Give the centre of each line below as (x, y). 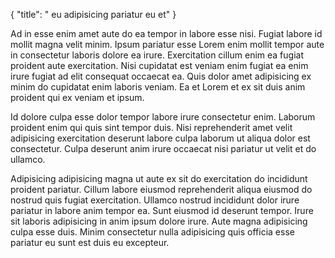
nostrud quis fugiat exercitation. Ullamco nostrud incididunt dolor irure (155, 200)
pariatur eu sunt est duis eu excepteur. (90, 242)
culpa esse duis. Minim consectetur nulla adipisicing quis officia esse (152, 232)
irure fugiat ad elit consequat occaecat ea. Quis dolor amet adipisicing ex (161, 76)
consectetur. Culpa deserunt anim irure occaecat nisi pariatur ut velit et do (163, 148)
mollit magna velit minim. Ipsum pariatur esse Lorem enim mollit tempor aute (167, 44)
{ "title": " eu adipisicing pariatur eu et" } (93, 14)
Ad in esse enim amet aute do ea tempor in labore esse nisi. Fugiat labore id (166, 33)
